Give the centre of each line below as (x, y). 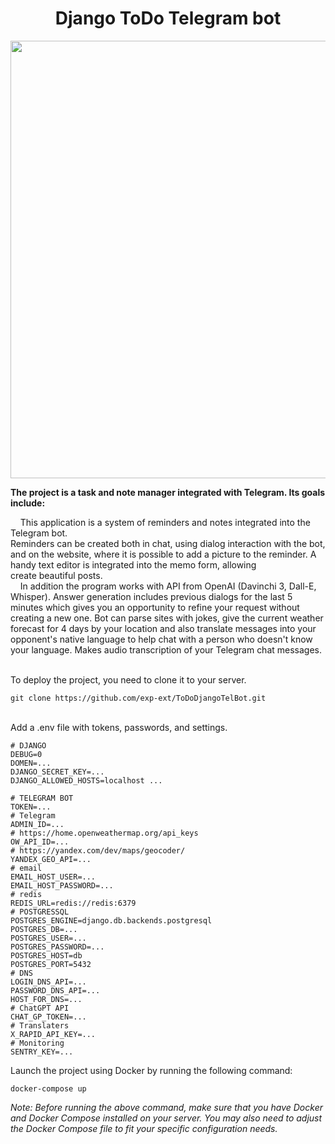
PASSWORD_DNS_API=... (55, 990)
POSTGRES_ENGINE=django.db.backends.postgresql (111, 920)
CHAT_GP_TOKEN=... (48, 1017)
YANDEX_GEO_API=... (51, 859)
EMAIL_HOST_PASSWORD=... (62, 885)
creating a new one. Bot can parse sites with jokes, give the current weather (167, 618)
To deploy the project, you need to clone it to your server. (128, 679)
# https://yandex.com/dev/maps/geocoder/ (98, 850)
